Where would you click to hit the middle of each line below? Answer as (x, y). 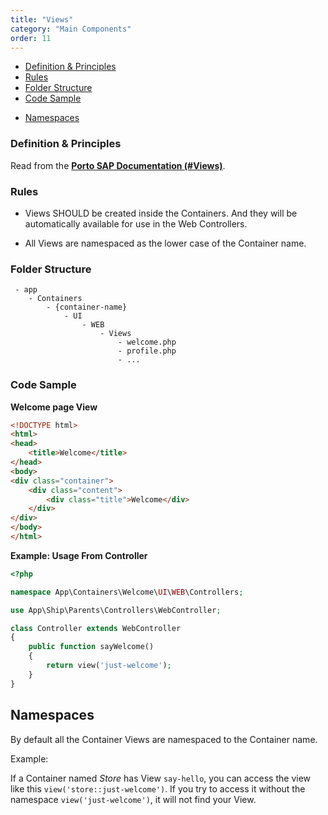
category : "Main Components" (71, 29)
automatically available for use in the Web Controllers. (136, 223)
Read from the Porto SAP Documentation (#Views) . (118, 165)
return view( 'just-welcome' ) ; (109, 666)
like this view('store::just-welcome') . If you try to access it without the (158, 788)
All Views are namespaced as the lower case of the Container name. (165, 243)
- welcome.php (147, 342)
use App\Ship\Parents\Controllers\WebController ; (116, 610)
